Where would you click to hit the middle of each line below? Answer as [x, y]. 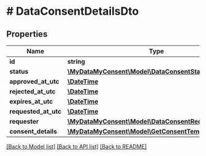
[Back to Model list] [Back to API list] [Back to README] [77, 146]
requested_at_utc [36, 111]
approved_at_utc [34, 81]
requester [24, 121]
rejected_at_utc [33, 92]
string [76, 61]
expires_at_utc [31, 101]
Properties [27, 34]
